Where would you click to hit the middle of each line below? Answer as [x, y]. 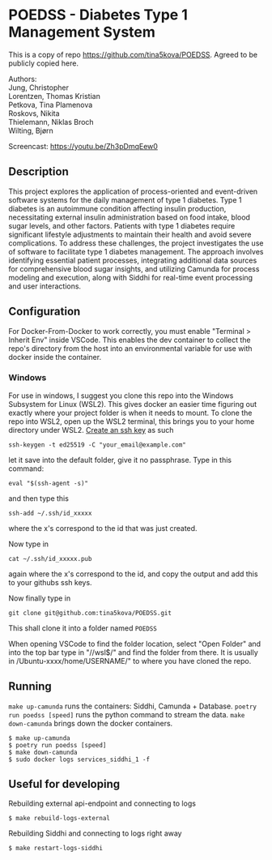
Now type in [29, 544]
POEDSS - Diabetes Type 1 [98, 15]
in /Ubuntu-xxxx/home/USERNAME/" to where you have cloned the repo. [130, 661]
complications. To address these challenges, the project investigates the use [136, 243]
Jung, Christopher [38, 88]
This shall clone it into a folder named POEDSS [83, 628]
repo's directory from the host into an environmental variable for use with [130, 348]
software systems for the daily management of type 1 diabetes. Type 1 [125, 199]
